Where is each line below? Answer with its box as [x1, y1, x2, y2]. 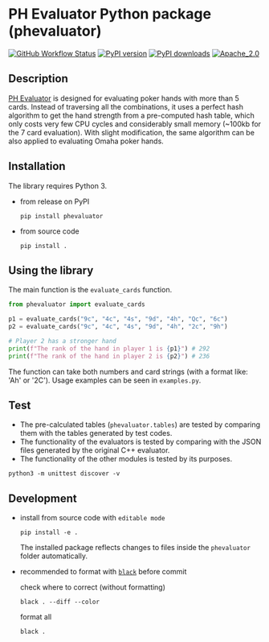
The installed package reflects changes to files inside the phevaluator [19, 543, 251, 553]
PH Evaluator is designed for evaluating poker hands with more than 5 [8, 93, 239, 103]
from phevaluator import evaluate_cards [8, 300, 146, 309]
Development [8, 491, 78, 505]
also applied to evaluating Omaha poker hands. [8, 136, 165, 146]
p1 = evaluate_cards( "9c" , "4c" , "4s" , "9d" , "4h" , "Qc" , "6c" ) [8, 315, 228, 323]
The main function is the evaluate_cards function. [8, 285, 173, 295]
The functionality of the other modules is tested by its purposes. [19, 454, 233, 464]
